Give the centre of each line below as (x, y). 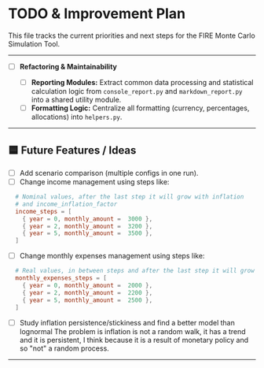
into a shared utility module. (76, 100)
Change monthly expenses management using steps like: (112, 256)
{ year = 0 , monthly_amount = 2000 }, (88, 285)
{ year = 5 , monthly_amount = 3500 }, (88, 233)
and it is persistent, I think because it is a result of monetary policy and (134, 340)
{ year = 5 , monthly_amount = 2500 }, (88, 300)
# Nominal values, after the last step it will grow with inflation (130, 197)
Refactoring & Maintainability (68, 66)
